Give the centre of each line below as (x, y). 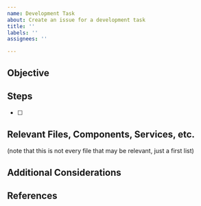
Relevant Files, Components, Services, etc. (101, 134)
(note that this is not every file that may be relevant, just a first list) (100, 151)
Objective (28, 73)
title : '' (21, 26)
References (32, 195)
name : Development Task (41, 13)
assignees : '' (27, 39)
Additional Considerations (64, 172)
